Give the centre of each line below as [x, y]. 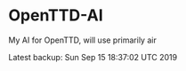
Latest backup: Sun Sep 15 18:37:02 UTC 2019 [93, 57]
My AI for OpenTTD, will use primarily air [82, 40]
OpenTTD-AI [56, 16]
